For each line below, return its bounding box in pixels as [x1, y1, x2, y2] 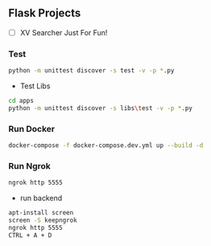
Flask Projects [8, 6, 81, 20]
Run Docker [8, 123, 55, 134]
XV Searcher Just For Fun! [19, 27, 108, 37]
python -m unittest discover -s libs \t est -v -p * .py [8, 104, 193, 112]
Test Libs [19, 81, 51, 91]
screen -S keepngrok [8, 216, 78, 224]
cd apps [8, 96, 35, 105]
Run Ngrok [8, 160, 51, 171]
